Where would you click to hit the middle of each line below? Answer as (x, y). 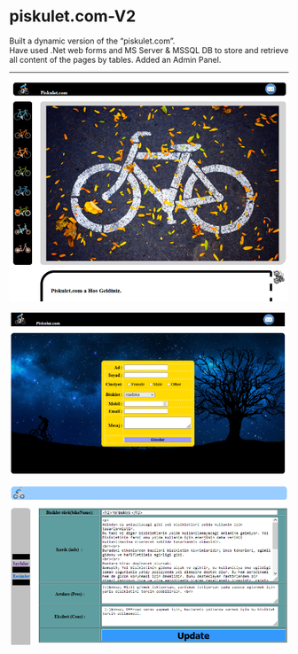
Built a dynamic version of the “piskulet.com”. (92, 41)
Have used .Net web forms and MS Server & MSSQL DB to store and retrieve (149, 50)
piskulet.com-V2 (73, 16)
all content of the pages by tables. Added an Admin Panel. (115, 59)
